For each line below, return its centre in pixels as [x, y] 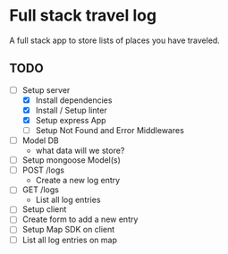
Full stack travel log [83, 16]
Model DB [41, 140]
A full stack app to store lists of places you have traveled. [115, 40]
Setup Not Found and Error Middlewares [110, 130]
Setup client [44, 209]
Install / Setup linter [71, 110]
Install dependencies [74, 100]
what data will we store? [80, 151]
